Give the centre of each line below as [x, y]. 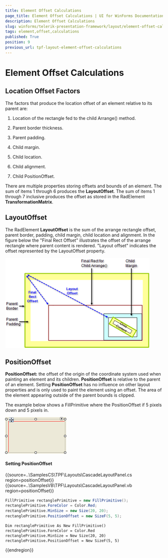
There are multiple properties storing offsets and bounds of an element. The [83, 186]
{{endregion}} [19, 550]
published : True [22, 37]
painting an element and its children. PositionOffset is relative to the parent [83, 379]
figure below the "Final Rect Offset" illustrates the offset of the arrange [78, 240]
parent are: [16, 108]
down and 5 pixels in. [27, 410]
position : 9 [17, 42]
